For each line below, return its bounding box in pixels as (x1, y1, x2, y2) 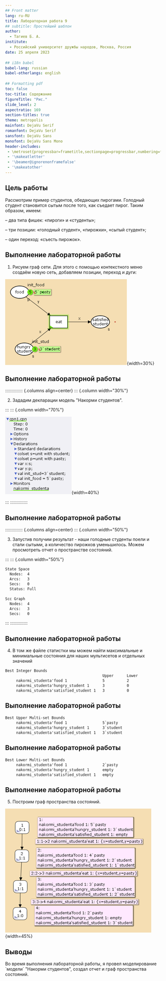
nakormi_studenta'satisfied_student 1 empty (16, 772, 114, 777)
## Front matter (5, 8, 39, 13)
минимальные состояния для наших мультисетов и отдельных (12, 652, 145, 659)
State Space (5, 567, 30, 572)
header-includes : (5, 144, 41, 149)
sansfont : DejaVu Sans (5, 133, 52, 138)
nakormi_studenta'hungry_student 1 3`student (16, 725, 123, 730)
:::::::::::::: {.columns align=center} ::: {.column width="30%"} (5, 388, 128, 394)
